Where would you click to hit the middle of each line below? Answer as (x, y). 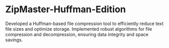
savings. (14, 40)
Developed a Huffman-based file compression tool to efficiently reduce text (84, 23)
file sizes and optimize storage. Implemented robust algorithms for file (79, 29)
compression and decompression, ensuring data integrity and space (77, 34)
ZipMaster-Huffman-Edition (66, 9)
